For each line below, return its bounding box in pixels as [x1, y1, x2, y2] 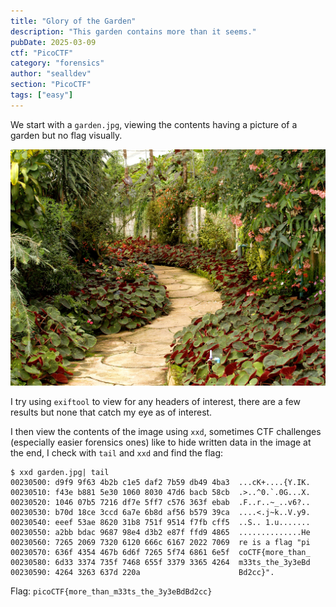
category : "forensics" [10, 58, 105, 69]
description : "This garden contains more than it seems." [10, 26, 257, 37]
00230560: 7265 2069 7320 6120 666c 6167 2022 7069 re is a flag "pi [10, 537, 311, 547]
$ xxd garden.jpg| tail [10, 467, 110, 477]
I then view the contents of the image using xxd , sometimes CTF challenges [10, 425, 322, 437]
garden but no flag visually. [10, 129, 123, 141]
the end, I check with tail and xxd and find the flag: [10, 446, 224, 459]
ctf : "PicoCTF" [10, 48, 74, 58]
